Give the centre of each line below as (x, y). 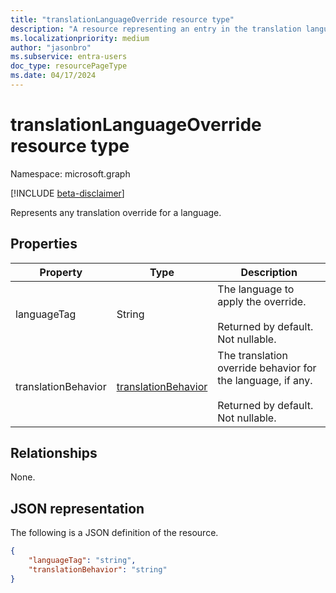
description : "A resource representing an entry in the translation (156, 29)
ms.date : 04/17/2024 (53, 76)
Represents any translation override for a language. (116, 212)
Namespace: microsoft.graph (70, 173)
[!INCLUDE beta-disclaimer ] (67, 193)
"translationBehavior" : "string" (98, 570)
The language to (256, 289)
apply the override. (262, 301)
